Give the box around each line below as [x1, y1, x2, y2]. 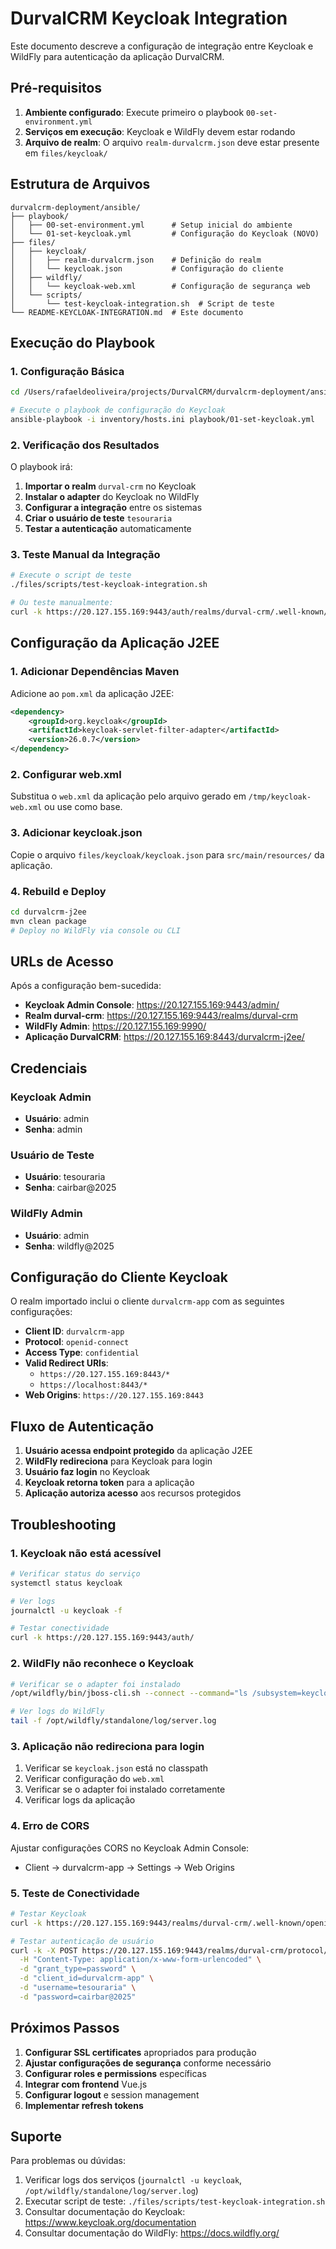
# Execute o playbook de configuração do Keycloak [10, 405, 226, 416]
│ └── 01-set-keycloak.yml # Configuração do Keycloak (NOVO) [10, 228, 320, 239]
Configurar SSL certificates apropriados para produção [24, 2046, 257, 2058]
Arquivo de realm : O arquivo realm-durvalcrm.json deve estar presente [24, 136, 320, 148]
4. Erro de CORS [10, 1819, 90, 1833]
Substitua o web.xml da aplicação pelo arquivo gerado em [10, 790, 247, 802]
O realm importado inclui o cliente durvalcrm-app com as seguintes [10, 1295, 285, 1307]
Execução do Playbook [10, 334, 156, 351]
